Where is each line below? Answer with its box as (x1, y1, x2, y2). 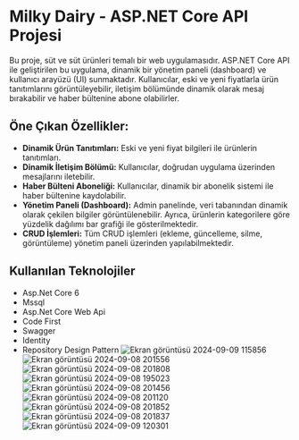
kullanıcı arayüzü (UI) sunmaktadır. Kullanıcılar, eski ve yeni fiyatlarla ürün (9, 73, 279, 84)
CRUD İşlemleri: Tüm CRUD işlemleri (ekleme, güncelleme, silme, (21, 228, 263, 239)
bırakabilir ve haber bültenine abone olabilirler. (9, 92, 180, 104)
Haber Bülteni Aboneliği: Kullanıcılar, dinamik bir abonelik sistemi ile (21, 181, 274, 191)
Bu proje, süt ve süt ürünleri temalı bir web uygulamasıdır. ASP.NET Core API (9, 55, 290, 65)
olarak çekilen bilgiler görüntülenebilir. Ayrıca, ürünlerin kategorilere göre (21, 208, 290, 220)
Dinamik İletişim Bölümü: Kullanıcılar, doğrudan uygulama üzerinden (21, 161, 276, 172)
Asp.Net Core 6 (21, 287, 80, 298)
